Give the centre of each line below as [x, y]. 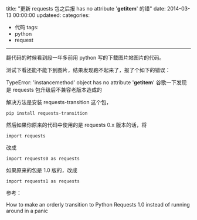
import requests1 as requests [43, 181]
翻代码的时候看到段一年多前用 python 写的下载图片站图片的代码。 [85, 58]
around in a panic [27, 211]
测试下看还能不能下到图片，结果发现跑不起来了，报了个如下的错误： [88, 70]
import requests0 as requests [43, 159]
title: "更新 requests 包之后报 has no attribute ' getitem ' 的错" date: [86, 8]
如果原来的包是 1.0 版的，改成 [42, 170]
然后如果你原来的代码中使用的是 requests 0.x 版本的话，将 [77, 125]
